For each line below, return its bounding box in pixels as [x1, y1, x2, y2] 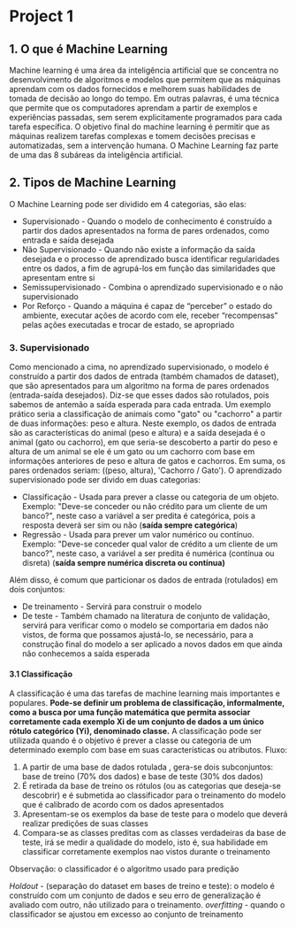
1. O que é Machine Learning [9, 42, 168, 57]
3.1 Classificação [9, 669, 73, 679]
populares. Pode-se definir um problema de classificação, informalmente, [9, 698, 285, 708]
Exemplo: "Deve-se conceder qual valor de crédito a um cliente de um [21, 538, 278, 550]
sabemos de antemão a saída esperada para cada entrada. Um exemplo [9, 399, 271, 410]
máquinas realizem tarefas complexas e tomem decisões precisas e [9, 131, 256, 141]
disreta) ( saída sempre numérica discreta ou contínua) [21, 558, 225, 568]
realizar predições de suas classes [21, 818, 148, 829]
